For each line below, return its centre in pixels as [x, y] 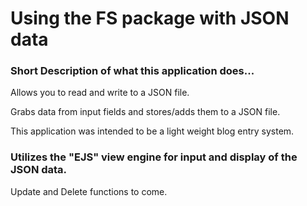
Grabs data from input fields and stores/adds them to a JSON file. [145, 112]
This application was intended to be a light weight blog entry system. [152, 131]
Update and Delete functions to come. [89, 191]
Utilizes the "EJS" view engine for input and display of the [154, 157]
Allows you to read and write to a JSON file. [100, 93]
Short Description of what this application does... [132, 71]
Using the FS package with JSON [150, 18]
